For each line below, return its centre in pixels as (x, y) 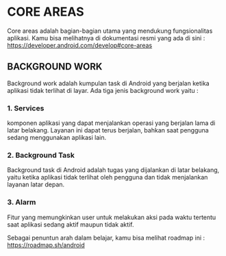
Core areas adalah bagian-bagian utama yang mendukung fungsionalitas (110, 31)
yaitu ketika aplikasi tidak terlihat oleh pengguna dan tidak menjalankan (108, 177)
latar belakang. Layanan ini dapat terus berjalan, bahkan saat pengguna (108, 130)
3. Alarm (22, 202)
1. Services (26, 108)
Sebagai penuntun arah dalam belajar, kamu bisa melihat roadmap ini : (106, 238)
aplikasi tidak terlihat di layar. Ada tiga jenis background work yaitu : (103, 90)
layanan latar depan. (36, 184)
